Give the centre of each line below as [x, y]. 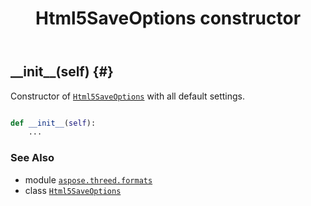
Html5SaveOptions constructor [168, 18]
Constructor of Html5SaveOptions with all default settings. [128, 96]
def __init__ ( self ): [53, 123]
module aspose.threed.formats [88, 179]
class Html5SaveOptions [73, 190]
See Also [32, 158]
